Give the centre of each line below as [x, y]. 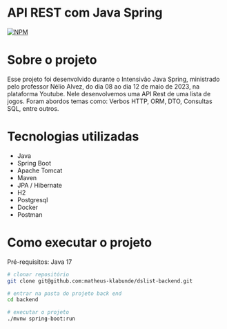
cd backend [23, 300]
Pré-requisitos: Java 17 [40, 262]
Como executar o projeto [80, 242]
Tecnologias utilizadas [73, 137]
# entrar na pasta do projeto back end [65, 293]
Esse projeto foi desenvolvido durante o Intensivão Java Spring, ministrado [113, 79]
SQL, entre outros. [33, 108]
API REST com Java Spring [85, 13]
